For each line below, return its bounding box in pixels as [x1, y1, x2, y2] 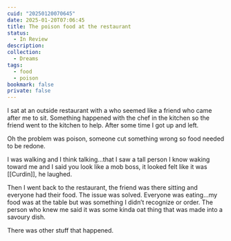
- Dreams [13, 55, 39, 62]
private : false [7, 87, 51, 94]
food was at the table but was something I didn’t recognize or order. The [7, 198, 213, 206]
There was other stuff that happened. [7, 226, 114, 235]
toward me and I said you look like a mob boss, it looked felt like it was [7, 163, 207, 171]
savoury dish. [7, 213, 46, 222]
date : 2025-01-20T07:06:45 [7, 17, 85, 24]
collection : [7, 49, 41, 56]
